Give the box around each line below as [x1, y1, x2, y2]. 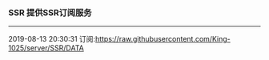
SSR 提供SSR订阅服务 [8, 6, 92, 18]
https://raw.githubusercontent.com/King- [94, 34, 231, 44]
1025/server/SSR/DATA [8, 43, 84, 53]
